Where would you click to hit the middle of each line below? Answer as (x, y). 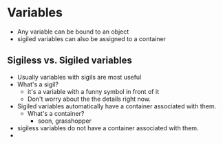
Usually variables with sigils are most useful (79, 77)
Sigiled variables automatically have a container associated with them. (117, 106)
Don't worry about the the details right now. (89, 99)
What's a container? (56, 113)
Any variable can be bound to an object (73, 32)
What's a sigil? (38, 84)
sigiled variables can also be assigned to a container (92, 38)
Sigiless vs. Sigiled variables (70, 61)
